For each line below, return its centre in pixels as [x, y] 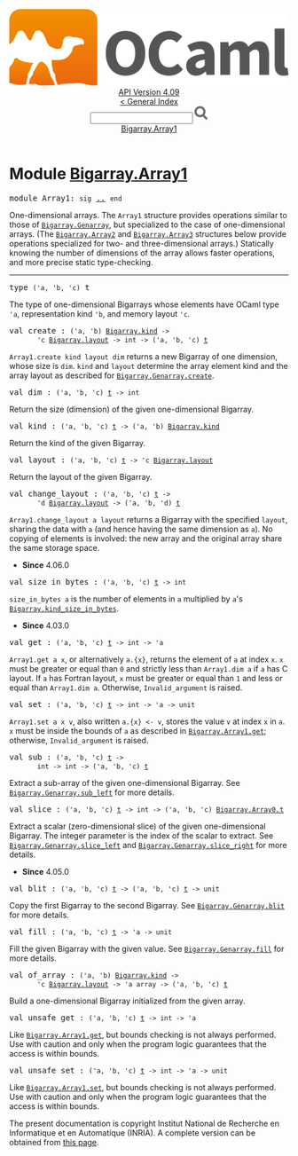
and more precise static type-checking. [81, 263]
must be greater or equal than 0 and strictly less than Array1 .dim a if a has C [149, 669]
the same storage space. [55, 548]
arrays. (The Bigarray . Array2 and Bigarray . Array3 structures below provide [148, 234]
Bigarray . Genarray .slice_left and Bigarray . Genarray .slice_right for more [148, 845]
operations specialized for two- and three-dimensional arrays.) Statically [142, 244]
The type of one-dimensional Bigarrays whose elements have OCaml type [144, 304]
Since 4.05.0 [45, 872]
